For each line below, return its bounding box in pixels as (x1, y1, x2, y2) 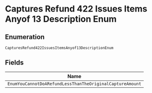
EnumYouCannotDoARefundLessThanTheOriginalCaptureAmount (7, 81, 141, 86)
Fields (5, 59, 24, 67)
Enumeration (5, 33, 45, 41)
